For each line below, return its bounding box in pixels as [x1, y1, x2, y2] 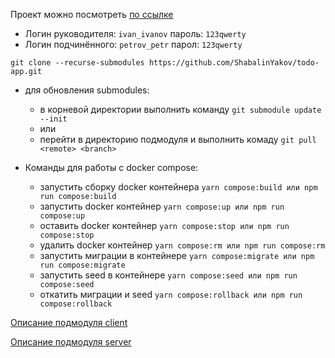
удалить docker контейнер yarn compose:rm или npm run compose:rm [39, 239, 326, 251]
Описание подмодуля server [10, 336, 132, 348]
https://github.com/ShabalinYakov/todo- [148, 58, 320, 68]
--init [39, 114, 68, 124]
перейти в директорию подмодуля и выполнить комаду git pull [39, 134, 317, 145]
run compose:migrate [39, 260, 126, 270]
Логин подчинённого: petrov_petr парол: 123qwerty [24, 39, 243, 50]
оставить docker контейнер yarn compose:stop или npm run [39, 220, 290, 231]
